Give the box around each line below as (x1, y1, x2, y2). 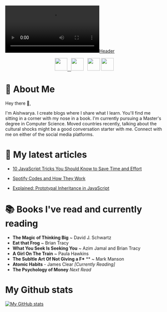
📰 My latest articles (5, 149, 87, 161)
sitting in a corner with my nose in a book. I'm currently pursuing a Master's (5, 115, 161, 121)
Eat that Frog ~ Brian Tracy (12, 240, 69, 246)
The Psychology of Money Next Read (12, 266, 92, 272)
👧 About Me (5, 84, 55, 95)
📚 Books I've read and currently (5, 204, 142, 215)
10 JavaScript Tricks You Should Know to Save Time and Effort (12, 166, 142, 172)
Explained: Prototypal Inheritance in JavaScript (12, 185, 109, 191)
